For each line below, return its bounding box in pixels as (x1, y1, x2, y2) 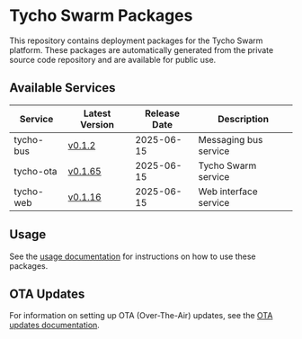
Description (217, 112, 270, 125)
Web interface (198, 185, 258, 198)
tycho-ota (13, 165, 58, 177)
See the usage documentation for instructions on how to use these (9, 251, 256, 262)
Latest (83, 107, 111, 120)
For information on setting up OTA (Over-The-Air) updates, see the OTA (9, 310, 273, 321)
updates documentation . (9, 320, 101, 331)
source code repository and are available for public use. (9, 54, 217, 65)
